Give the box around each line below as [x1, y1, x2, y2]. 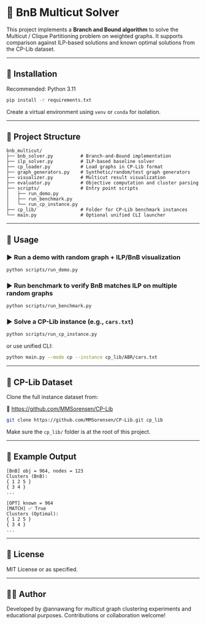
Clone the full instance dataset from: [6, 394, 99, 401]
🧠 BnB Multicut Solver [6, 6, 120, 20]
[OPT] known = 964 [6, 500, 53, 506]
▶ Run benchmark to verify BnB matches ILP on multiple [6, 281, 178, 290]
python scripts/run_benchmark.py [6, 303, 92, 309]
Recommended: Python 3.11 [6, 85, 76, 93]
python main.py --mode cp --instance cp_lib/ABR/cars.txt [6, 354, 158, 360]
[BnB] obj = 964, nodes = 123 [6, 468, 84, 474]
